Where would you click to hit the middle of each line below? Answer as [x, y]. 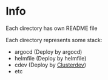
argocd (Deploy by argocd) [48, 52]
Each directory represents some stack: [54, 40]
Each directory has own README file [52, 28]
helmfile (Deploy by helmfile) [50, 58]
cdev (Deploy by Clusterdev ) [50, 65]
